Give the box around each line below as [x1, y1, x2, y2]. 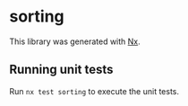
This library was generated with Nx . [9, 36, 141, 47]
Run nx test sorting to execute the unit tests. [9, 85, 180, 96]
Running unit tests [9, 62, 114, 77]
